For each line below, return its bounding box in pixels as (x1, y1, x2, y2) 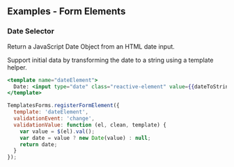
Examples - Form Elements (7, 6, 126, 17)
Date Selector (7, 26, 54, 36)
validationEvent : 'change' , (13, 115, 95, 122)
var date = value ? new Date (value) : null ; (19, 134, 151, 141)
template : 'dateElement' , (13, 109, 89, 116)
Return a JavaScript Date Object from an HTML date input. (7, 42, 175, 51)
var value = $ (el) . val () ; (19, 128, 95, 135)
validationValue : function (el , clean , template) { (13, 121, 167, 128)
